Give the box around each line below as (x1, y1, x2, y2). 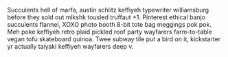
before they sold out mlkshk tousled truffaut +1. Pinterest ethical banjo (7, 13, 206, 21)
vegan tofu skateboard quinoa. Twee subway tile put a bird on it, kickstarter (7, 35, 221, 43)
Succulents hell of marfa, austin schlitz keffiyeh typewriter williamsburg (7, 6, 209, 14)
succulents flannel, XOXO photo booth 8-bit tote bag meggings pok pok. (7, 21, 212, 28)
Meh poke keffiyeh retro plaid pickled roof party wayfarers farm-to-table (7, 27, 213, 36)
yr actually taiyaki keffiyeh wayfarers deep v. (7, 43, 134, 50)
